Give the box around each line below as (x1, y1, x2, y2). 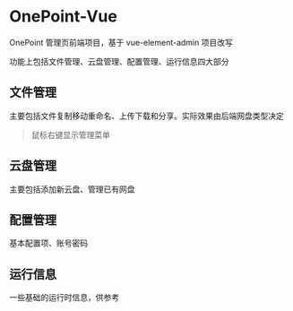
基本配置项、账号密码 (9, 238, 88, 248)
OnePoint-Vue (9, 6, 118, 27)
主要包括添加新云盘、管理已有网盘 (9, 184, 135, 194)
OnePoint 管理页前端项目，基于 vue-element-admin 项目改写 (9, 37, 233, 48)
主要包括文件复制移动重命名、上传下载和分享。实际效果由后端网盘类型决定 (9, 110, 284, 121)
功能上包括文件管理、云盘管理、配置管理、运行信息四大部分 (9, 56, 229, 66)
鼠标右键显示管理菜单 (30, 129, 110, 140)
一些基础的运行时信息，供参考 (9, 292, 119, 303)
